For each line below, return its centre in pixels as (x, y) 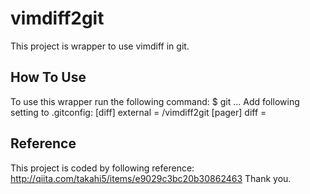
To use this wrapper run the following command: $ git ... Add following (155, 101)
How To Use (48, 77)
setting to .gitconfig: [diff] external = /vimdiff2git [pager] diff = (138, 112)
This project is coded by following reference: (102, 168)
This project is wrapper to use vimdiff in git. (100, 46)
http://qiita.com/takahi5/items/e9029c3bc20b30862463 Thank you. (151, 178)
